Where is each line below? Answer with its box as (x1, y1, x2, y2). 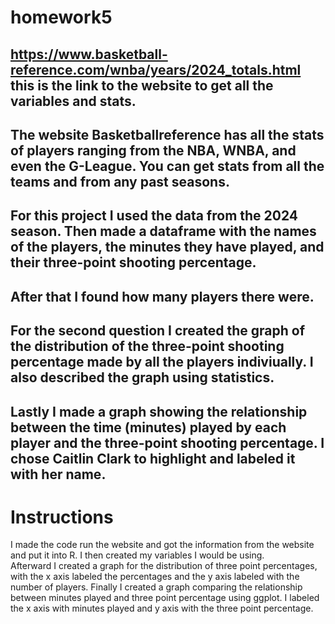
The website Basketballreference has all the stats (10, 126, 325, 143)
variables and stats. (10, 92, 137, 110)
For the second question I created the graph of (10, 322, 306, 340)
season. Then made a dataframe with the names (10, 223, 317, 240)
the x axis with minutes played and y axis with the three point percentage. (10, 602, 314, 615)
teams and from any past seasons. (10, 173, 230, 190)
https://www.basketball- (10, 46, 168, 63)
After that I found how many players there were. (10, 288, 315, 305)
